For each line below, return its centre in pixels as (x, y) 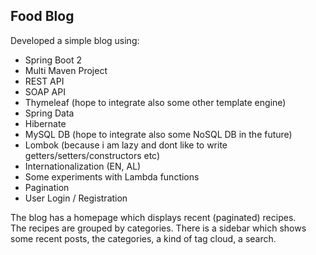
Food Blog (42, 16)
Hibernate (45, 123)
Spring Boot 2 (53, 60)
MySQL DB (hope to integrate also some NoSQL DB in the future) (158, 134)
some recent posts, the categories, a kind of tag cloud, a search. (143, 238)
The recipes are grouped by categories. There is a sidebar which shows (158, 228)
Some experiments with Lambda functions (112, 176)
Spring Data (49, 113)
